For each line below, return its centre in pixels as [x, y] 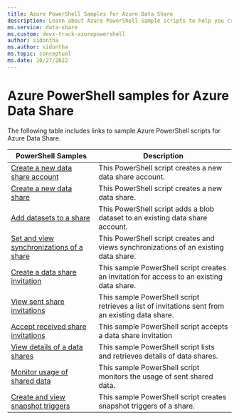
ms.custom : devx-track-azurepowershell [67, 34]
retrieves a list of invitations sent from [161, 306]
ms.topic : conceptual [39, 54]
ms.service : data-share [43, 27]
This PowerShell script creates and [156, 238]
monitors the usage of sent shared [156, 377]
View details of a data [47, 347]
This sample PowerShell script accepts [163, 327]
